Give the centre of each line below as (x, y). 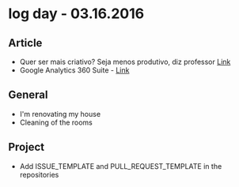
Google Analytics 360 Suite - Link (74, 70)
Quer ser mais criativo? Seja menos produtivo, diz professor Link (125, 62)
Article (25, 43)
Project (27, 147)
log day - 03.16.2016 (76, 14)
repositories (39, 174)
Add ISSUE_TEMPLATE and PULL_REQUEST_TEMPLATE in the (121, 166)
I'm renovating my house (60, 114)
